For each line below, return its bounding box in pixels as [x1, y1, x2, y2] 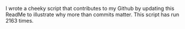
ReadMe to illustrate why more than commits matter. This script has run [5, 11, 180, 18]
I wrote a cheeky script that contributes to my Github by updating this [5, 5, 175, 12]
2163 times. [5, 17, 34, 24]
